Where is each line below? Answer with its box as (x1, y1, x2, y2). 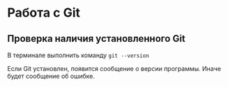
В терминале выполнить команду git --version (7, 51, 150, 59)
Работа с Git (7, 5, 81, 21)
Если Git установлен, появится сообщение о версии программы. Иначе (7, 65, 222, 72)
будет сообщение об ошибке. (7, 72, 96, 80)
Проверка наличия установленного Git (7, 33, 186, 45)
